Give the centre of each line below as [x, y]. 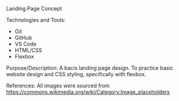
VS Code [25, 44]
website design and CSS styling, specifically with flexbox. [76, 74]
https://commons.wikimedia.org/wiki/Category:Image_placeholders [88, 92]
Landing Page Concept [34, 9]
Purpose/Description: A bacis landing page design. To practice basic [90, 68]
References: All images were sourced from [58, 86]
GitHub [23, 38]
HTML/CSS [28, 50]
